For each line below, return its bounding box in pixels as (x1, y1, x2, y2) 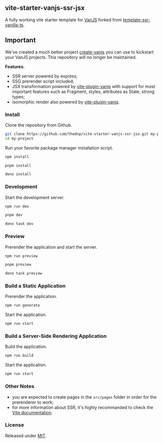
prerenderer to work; (12, 399, 54, 405)
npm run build (5, 353, 34, 358)
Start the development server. (5, 194, 65, 200)
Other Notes (5, 383, 35, 390)
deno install (5, 172, 32, 177)
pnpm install (5, 163, 32, 168)
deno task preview (5, 271, 42, 276)
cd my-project (5, 136, 34, 141)
